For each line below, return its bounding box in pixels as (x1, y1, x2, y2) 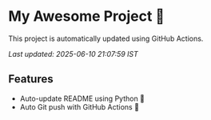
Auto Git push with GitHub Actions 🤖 (19, 102, 140, 111)
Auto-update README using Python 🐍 (19, 94, 145, 103)
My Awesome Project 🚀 (8, 7, 165, 26)
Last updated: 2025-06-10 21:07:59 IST (8, 49, 138, 58)
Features (8, 72, 54, 86)
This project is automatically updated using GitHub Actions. (8, 34, 204, 43)
